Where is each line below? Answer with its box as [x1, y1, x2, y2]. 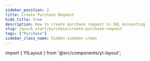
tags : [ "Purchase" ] [5, 31, 47, 36]
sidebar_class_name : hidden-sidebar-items [5, 36, 97, 41]
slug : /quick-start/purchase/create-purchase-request [5, 26, 123, 32]
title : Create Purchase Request [5, 12, 74, 17]
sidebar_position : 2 [5, 7, 50, 13]
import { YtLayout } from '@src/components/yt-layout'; [5, 49, 121, 56]
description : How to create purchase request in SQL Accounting [5, 21, 145, 27]
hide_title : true [5, 17, 42, 22]
